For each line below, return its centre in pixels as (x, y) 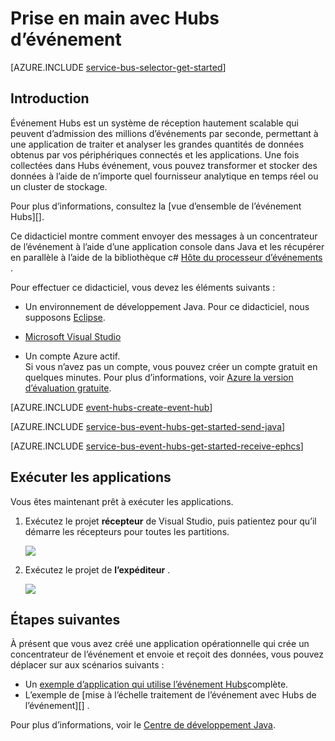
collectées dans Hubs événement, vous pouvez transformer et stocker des (164, 165)
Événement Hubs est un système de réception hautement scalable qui (154, 123)
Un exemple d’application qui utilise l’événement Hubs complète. (156, 684)
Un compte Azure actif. (72, 356)
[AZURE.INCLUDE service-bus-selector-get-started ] (118, 67)
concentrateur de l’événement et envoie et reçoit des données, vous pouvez (167, 654)
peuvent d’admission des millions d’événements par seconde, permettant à (164, 133)
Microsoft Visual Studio (73, 336)
